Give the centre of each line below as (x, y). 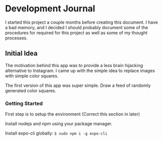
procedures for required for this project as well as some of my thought (76, 33)
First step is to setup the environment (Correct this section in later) (73, 114)
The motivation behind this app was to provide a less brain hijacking (74, 65)
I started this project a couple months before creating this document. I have (81, 22)
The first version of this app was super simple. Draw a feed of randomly (78, 85)
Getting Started (24, 103)
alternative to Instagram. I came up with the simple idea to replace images (80, 70)
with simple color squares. (32, 76)
